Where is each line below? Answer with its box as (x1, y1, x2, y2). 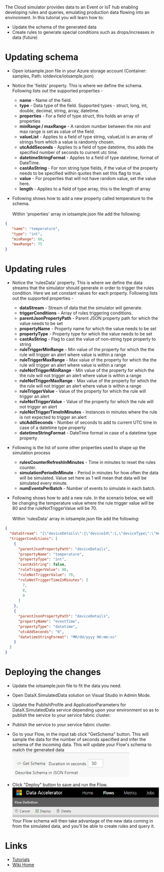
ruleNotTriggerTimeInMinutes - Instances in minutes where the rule (19, 409, 158, 415)
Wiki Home (12, 862, 35, 868)
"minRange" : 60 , (11, 236, 45, 242)
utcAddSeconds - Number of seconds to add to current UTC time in (19, 419, 157, 426)
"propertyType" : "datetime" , (18, 624, 78, 629)
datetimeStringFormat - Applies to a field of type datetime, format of (19, 154, 159, 160)
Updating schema (5, 51, 79, 63)
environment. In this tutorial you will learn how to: (5, 15, 104, 20)
